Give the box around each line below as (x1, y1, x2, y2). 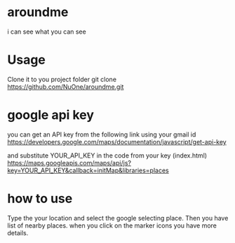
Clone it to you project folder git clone (7, 75, 117, 83)
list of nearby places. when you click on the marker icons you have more (7, 221, 217, 230)
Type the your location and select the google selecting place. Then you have (7, 214, 229, 222)
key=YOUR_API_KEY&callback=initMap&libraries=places (7, 166, 170, 174)
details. (7, 228, 29, 237)
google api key (7, 107, 95, 123)
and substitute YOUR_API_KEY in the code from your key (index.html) (7, 151, 208, 160)
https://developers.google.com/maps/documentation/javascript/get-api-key (7, 137, 227, 146)
